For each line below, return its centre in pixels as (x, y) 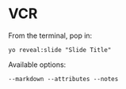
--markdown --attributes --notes (63, 79)
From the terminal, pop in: (50, 35)
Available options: (37, 65)
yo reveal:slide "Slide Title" (60, 50)
